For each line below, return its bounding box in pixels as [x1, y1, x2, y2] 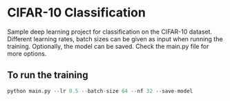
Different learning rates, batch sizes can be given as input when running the [7, 34, 223, 43]
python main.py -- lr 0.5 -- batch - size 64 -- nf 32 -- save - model [7, 87, 193, 94]
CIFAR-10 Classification [7, 5, 146, 21]
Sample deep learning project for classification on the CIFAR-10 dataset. [7, 27, 213, 36]
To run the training [7, 69, 88, 81]
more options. [7, 49, 47, 58]
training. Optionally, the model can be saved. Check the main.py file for [7, 42, 209, 50]
